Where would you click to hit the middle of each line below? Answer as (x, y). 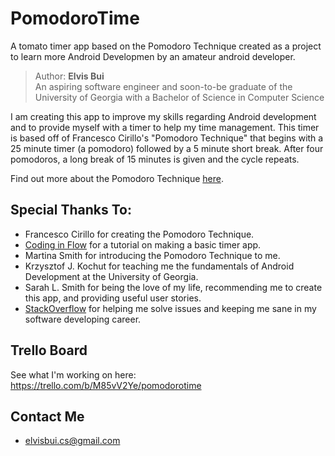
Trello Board (49, 350)
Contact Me (47, 416)
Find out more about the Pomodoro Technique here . (117, 178)
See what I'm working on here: (73, 374)
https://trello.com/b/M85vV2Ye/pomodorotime (106, 385)
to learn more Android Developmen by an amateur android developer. (153, 56)
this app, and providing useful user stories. (113, 298)
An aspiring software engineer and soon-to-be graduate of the (163, 86)
